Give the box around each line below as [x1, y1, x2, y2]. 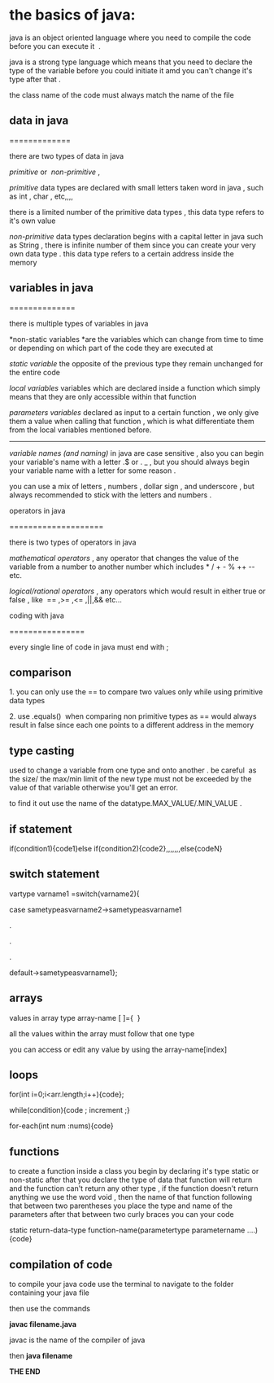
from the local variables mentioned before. [9, 425, 152, 435]
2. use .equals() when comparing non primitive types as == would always [9, 711, 257, 721]
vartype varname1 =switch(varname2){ [9, 889, 141, 899]
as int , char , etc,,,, [9, 191, 74, 201]
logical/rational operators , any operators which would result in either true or [9, 586, 266, 596]
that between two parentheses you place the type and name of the [9, 1201, 233, 1210]
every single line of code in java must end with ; [9, 641, 169, 652]
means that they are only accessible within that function [9, 392, 197, 401]
